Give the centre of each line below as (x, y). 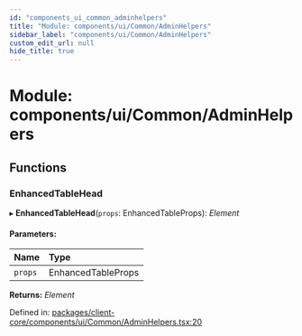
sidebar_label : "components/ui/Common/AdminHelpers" (110, 34)
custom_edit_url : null (52, 43)
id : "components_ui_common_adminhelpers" (88, 18)
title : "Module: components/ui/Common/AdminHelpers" (110, 26)
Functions (38, 168)
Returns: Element (42, 295)
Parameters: (33, 233)
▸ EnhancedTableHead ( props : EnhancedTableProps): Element (124, 213)
